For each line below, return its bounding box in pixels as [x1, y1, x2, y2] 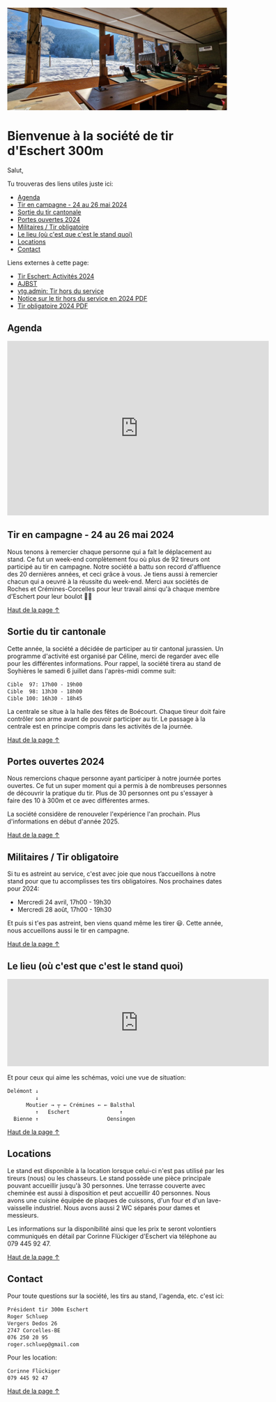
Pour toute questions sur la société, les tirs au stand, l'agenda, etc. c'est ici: [7, 1292, 224, 1300]
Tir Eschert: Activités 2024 [17, 272, 95, 281]
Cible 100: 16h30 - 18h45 [7, 695, 82, 702]
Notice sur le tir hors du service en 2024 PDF [17, 294, 148, 303]
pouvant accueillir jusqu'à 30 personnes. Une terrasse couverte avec [7, 1181, 206, 1190]
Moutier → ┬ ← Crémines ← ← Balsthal [25, 1102, 136, 1109]
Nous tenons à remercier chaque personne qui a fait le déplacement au [7, 547, 212, 555]
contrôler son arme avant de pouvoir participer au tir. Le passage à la [7, 715, 206, 723]
